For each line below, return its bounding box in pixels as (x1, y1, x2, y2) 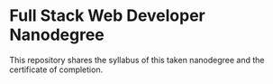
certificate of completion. (9, 64, 104, 75)
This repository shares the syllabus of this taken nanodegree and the (9, 54, 265, 65)
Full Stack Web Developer (9, 5, 205, 26)
